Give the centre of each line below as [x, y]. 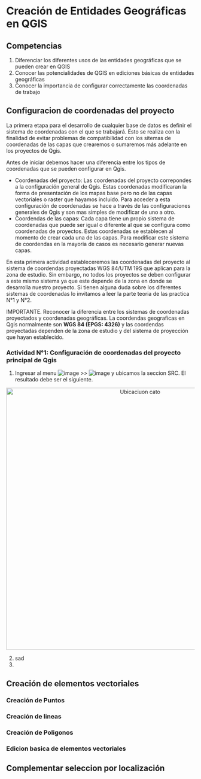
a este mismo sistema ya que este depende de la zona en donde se [89, 281]
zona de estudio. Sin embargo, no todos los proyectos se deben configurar [99, 274]
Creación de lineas [34, 717]
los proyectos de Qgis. [34, 150]
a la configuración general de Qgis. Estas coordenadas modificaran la [101, 186]
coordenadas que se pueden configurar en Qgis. [66, 168]
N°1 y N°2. [19, 300]
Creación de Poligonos [40, 733]
